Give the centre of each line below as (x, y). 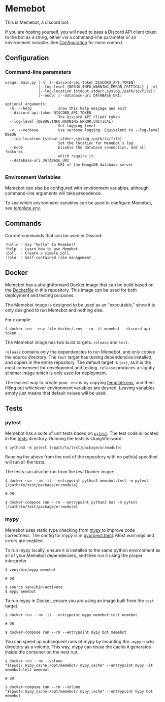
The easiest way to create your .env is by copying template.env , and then (80, 382)
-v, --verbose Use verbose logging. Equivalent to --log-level (85, 130)
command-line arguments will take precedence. (54, 193)
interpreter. (16, 560)
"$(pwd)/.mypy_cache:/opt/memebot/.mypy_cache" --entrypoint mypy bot (79, 691)
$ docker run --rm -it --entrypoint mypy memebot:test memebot (71, 615)
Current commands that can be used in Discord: (54, 235)
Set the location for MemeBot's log (96, 143)
